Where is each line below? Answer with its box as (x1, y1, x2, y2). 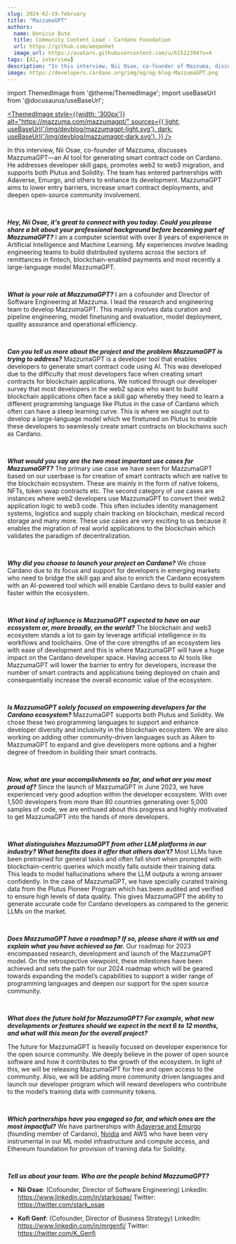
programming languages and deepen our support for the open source (7, 979, 209, 987)
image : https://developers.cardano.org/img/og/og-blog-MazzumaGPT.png (7, 69, 218, 76)
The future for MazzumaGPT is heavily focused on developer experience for (7, 1042, 228, 1051)
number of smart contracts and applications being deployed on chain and (7, 668, 220, 676)
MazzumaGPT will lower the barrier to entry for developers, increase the (7, 661, 216, 669)
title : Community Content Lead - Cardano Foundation (13, 37, 171, 44)
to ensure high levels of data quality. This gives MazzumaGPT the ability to (7, 891, 223, 901)
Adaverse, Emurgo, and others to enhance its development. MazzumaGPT (7, 175, 222, 184)
